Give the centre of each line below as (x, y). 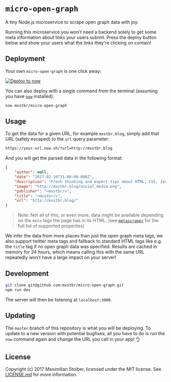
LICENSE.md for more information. (41, 375)
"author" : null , (32, 172)
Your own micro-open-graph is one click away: (53, 71)
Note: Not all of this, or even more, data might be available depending (91, 215)
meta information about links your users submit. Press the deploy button (81, 37)
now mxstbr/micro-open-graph (36, 105)
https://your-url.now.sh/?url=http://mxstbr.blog (59, 148)
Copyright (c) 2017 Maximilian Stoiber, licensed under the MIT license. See (83, 369)
